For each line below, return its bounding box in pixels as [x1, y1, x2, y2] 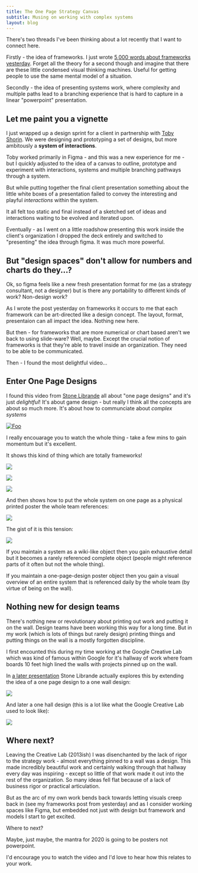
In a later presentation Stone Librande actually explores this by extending [6, 672, 184, 679]
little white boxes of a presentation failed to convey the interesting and [6, 190, 177, 197]
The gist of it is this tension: [6, 525, 74, 532]
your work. [6, 860, 33, 867]
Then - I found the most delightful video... [6, 359, 108, 366]
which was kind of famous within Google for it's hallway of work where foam [6, 654, 193, 661]
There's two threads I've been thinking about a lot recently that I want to [6, 36, 182, 43]
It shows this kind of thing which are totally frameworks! [6, 452, 143, 459]
